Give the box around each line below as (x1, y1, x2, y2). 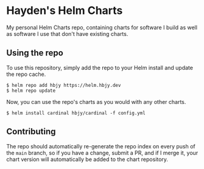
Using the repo (6, 48, 64, 58)
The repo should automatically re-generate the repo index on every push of (6, 142, 196, 150)
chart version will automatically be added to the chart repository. (6, 156, 169, 163)
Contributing (6, 126, 56, 137)
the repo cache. (6, 71, 46, 78)
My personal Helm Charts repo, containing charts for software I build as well (6, 24, 198, 31)
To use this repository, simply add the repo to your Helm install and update (6, 64, 194, 71)
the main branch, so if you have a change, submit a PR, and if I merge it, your (6, 149, 199, 156)
